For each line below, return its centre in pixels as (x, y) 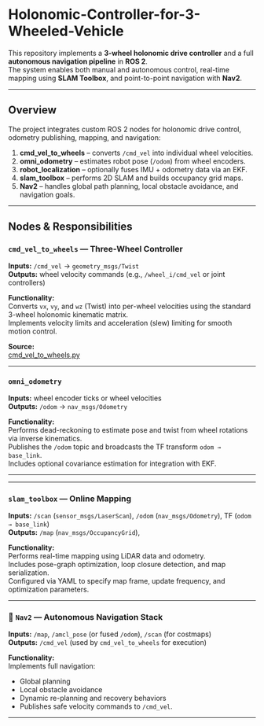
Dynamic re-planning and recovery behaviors (93, 698)
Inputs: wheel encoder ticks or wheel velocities (85, 398)
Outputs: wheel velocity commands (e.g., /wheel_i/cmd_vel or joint (117, 275)
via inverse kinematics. (45, 438)
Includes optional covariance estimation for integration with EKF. (112, 463)
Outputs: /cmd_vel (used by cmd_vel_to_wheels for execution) (107, 643)
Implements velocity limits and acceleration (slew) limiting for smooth (120, 323)
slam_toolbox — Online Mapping (70, 499)
